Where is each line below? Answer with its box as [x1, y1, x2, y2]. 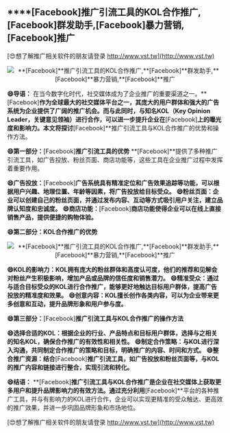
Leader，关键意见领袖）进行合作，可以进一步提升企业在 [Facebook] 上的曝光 [7, 115, 222, 124]
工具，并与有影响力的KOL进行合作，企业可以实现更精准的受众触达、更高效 [12, 395, 223, 403]
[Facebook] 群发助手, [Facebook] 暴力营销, [7, 19, 185, 31]
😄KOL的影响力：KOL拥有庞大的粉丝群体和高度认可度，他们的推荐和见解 [7, 265, 212, 273]
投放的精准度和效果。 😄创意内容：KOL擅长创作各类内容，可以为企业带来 [7, 291, 214, 299]
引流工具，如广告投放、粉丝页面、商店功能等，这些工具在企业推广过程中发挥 [7, 155, 223, 163]
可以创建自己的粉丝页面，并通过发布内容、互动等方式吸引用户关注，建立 [12, 196, 217, 204]
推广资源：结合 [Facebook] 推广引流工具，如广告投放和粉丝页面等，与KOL [12, 354, 220, 362]
